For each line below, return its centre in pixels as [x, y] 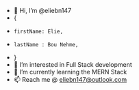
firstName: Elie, [38, 31]
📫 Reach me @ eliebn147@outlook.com [70, 79]
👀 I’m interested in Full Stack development [73, 64]
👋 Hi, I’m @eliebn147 [42, 11]
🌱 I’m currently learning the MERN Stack [70, 72]
